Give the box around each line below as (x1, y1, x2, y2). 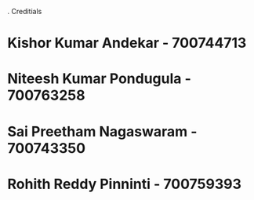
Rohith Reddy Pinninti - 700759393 (7, 175, 242, 193)
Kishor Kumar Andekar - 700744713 (7, 35, 247, 52)
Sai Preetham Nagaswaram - (7, 122, 198, 140)
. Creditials (7, 7, 42, 16)
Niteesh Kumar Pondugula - (7, 70, 191, 88)
